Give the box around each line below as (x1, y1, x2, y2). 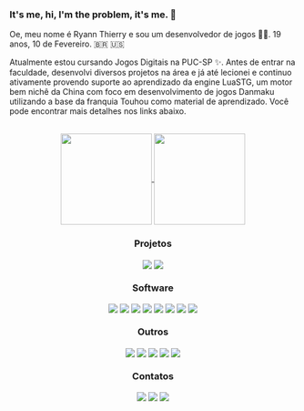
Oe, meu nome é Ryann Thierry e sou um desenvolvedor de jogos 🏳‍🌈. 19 (9, 29, 282, 40)
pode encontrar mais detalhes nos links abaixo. (9, 106, 187, 117)
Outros (137, 325, 169, 338)
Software (131, 282, 175, 294)
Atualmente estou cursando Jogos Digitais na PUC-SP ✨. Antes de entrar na (9, 57, 296, 67)
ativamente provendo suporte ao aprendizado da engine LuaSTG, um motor (9, 77, 293, 87)
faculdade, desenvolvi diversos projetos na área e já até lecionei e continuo (9, 67, 292, 78)
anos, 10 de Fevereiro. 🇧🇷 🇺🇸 (9, 38, 125, 49)
